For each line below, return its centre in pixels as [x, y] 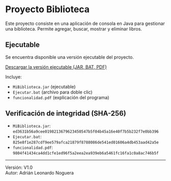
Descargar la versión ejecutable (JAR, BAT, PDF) [56, 67]
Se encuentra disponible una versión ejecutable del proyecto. [69, 57]
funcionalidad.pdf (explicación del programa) [61, 97]
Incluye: [13, 77]
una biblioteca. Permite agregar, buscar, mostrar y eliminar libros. [74, 28]
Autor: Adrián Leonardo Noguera [39, 173]
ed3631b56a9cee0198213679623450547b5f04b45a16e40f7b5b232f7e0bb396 [85, 131]
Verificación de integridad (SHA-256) [66, 114]
